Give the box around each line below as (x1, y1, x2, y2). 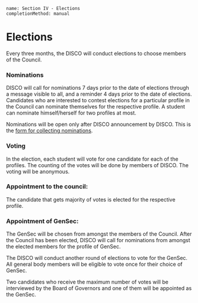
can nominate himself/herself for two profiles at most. (6, 109, 137, 116)
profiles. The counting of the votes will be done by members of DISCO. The (6, 161, 189, 168)
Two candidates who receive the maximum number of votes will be (6, 278, 169, 286)
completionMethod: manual (6, 11, 70, 17)
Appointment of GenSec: (6, 217, 79, 225)
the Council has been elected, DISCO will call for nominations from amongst (6, 237, 190, 244)
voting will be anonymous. (6, 168, 70, 175)
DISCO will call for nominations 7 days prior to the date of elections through (6, 84, 190, 92)
